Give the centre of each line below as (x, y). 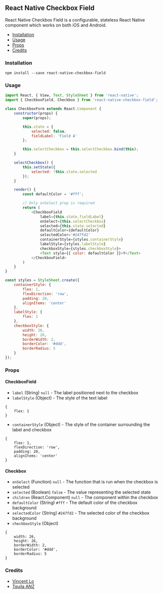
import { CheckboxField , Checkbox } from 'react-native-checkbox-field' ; (82, 100)
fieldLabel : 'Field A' (54, 136)
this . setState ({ (39, 167)
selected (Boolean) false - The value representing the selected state (81, 492)
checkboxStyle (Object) (35, 523)
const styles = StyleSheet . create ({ (42, 280)
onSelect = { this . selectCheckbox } (73, 221)
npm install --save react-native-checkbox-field (55, 73)
